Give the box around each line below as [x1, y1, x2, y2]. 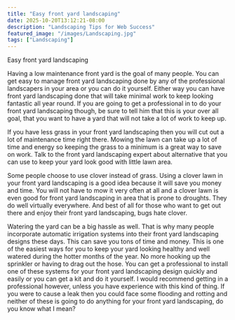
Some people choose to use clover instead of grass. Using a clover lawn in [7, 172, 223, 180]
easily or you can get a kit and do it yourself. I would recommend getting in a [7, 275, 229, 283]
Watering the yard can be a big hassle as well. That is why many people [7, 222, 215, 231]
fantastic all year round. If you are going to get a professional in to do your [7, 99, 222, 108]
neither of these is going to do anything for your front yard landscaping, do [7, 297, 224, 306]
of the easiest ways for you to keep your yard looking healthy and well [7, 245, 210, 253]
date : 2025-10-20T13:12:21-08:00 [7, 17, 105, 24]
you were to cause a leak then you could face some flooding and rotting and [7, 290, 228, 298]
